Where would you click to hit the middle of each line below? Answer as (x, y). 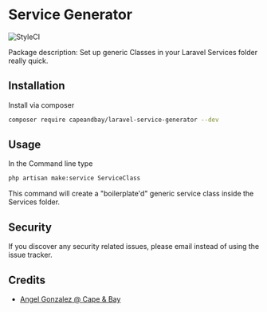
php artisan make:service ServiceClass (75, 178)
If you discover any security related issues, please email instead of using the (134, 247)
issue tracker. (31, 255)
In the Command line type (51, 164)
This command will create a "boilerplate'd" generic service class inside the (131, 194)
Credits (27, 280)
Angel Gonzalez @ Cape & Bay (70, 299)
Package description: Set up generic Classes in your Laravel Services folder (133, 52)
